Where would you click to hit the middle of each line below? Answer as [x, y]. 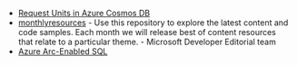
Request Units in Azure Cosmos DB [84, 13]
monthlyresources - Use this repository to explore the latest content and [153, 23]
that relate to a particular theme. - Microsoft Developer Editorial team [147, 42]
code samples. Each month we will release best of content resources [147, 32]
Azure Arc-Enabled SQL [63, 51]
